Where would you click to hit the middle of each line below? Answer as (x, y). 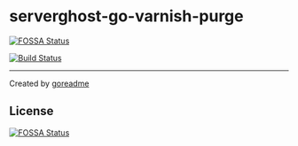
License (31, 111)
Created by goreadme (49, 83)
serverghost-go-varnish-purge (126, 16)
